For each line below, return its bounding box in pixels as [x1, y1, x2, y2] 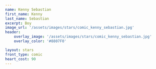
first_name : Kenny [5, 12, 43, 17]
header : [5, 30, 21, 34]
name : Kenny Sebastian [5, 7, 51, 12]
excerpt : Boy [5, 20, 32, 26]
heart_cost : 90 [5, 56, 36, 61]
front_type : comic [5, 52, 43, 57]
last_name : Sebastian [5, 16, 49, 21]
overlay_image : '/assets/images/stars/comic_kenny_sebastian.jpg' [14, 34, 152, 39]
